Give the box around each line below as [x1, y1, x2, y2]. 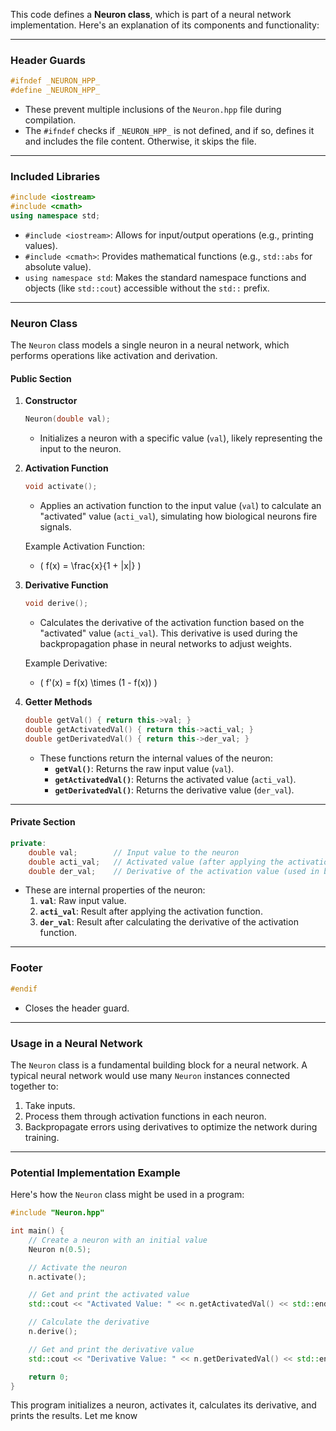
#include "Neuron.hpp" [10, 1208, 105, 1218]
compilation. [24, 114, 77, 126]
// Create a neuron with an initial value [28, 1235, 208, 1245]
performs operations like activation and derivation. [10, 350, 218, 362]
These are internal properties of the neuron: [24, 884, 206, 896]
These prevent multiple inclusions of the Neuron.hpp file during [24, 104, 282, 116]
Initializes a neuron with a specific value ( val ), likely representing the [39, 432, 323, 444]
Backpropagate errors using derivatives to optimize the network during [24, 1120, 318, 1133]
